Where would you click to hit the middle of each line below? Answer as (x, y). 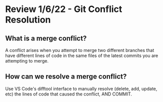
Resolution (28, 20)
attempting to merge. (27, 61)
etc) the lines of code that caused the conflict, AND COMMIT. (69, 94)
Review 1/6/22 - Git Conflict (64, 9)
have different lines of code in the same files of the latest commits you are (82, 55)
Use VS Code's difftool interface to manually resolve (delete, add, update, (81, 88)
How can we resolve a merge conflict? (66, 77)
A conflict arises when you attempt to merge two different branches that (80, 50)
